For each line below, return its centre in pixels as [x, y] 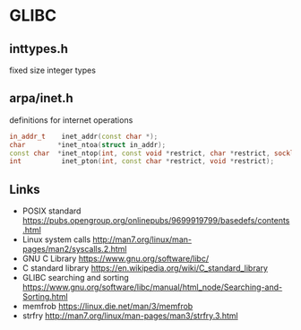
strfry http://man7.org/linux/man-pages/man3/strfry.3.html [130, 316]
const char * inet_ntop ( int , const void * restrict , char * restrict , [140, 153]
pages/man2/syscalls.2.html [74, 249]
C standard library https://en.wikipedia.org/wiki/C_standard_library [145, 268]
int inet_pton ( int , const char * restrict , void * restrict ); [142, 161]
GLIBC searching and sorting [76, 278]
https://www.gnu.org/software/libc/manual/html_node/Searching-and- [152, 287]
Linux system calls [56, 239]
